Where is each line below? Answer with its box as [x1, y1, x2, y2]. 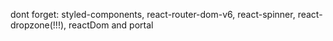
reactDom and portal [68, 19, 154, 31]
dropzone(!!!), [10, 19, 67, 31]
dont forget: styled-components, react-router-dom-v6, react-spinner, [10, 9, 296, 20]
